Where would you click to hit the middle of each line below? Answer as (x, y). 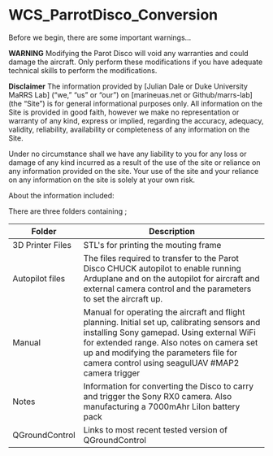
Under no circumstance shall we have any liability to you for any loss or (128, 154)
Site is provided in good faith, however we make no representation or (124, 112)
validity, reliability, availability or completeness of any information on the (129, 129)
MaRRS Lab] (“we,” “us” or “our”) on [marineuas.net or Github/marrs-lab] (131, 94)
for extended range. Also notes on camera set (171, 342)
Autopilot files (39, 278)
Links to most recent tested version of (155, 430)
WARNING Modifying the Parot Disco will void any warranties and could (129, 53)
